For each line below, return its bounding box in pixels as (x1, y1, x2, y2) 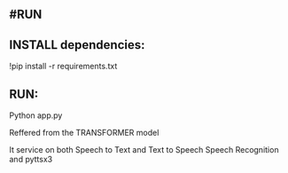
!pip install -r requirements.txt (9, 61, 118, 72)
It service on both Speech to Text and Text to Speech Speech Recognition (9, 145, 279, 155)
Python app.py (9, 110, 63, 121)
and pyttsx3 (9, 154, 53, 165)
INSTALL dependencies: (9, 37, 145, 52)
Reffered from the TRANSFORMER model (9, 128, 160, 138)
